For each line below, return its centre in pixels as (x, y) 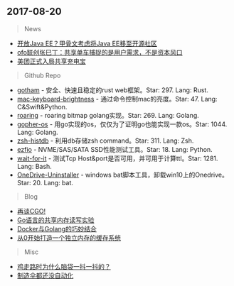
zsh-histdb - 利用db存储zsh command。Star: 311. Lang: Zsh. (105, 141)
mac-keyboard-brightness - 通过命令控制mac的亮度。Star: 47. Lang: (117, 99)
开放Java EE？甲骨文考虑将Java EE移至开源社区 (87, 43)
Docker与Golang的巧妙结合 (57, 229)
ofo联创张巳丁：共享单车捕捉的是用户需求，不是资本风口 (100, 52)
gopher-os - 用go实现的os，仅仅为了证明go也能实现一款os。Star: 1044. (122, 124)
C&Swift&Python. (42, 106)
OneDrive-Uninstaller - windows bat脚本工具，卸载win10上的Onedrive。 (122, 175)
